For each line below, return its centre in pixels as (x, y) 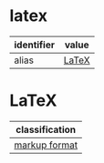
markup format (46, 145)
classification (46, 129)
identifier (34, 45)
